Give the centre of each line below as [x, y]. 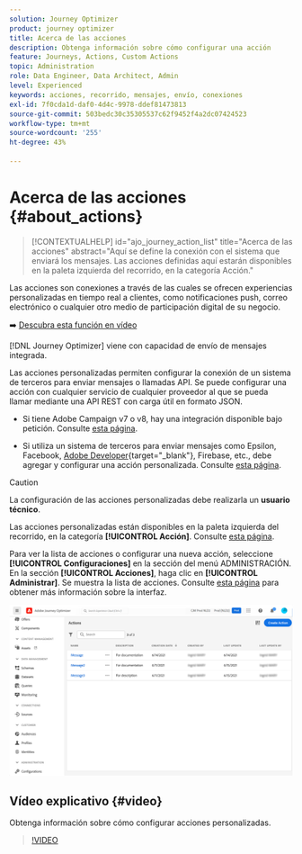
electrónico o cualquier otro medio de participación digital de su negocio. [145, 307]
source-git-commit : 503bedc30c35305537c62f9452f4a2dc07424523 [128, 114]
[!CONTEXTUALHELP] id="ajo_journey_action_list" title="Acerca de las [162, 241]
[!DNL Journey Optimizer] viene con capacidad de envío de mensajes [138, 346]
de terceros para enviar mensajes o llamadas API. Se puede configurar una [148, 382]
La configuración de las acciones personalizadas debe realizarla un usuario [150, 499]
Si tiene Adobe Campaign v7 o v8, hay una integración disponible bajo [152, 418]
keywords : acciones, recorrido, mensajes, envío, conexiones [126, 94]
